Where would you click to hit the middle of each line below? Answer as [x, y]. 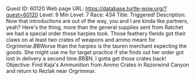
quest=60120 [22, 15]
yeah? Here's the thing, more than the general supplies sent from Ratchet [95, 27]
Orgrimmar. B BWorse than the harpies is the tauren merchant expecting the [96, 46]
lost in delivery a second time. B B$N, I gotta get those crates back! [86, 59]
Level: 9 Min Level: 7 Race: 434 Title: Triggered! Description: [112, 15]
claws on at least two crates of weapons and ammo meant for [81, 40]
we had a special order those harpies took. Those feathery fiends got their [96, 34]
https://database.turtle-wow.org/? [126, 9]
